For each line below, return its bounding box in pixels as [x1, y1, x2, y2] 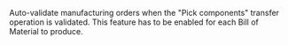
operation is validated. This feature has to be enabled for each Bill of [9, 17, 259, 27]
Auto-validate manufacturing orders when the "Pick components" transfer [9, 8, 280, 18]
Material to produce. [9, 26, 83, 36]
